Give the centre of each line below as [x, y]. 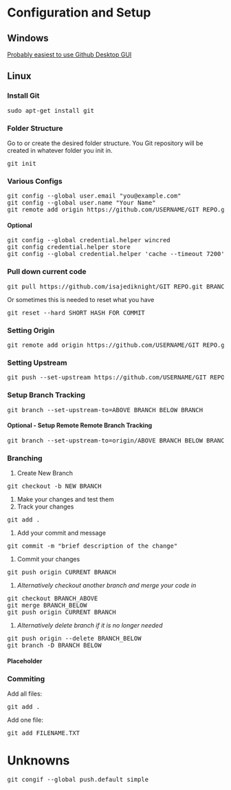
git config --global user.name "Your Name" [81, 203]
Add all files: [25, 694]
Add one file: [25, 720]
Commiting [26, 679]
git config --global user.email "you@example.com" [94, 196]
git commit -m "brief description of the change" [92, 546]
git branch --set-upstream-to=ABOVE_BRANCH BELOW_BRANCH [105, 410]
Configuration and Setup [79, 13]
